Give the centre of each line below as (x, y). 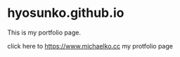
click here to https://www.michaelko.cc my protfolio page (90, 46)
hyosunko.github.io (66, 13)
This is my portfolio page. (44, 32)
